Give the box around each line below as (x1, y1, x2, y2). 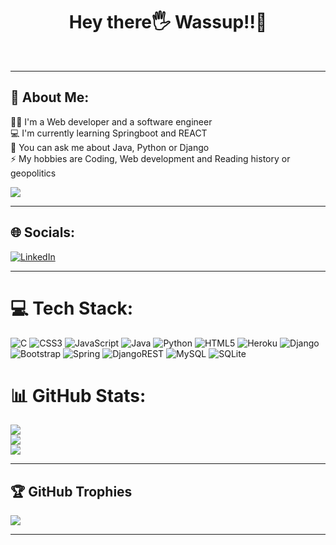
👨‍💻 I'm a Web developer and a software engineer (10, 115, 213, 128)
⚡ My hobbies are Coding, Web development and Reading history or (10, 152, 291, 164)
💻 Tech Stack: (10, 297, 134, 319)
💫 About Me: (10, 89, 90, 106)
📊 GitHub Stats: (10, 384, 147, 407)
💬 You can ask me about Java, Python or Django (10, 141, 210, 153)
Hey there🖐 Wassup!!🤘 (68, 11, 268, 34)
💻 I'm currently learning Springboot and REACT (10, 127, 208, 139)
